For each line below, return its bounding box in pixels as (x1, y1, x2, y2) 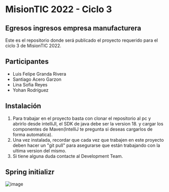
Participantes (5, 57, 49, 66)
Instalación (5, 102, 42, 110)
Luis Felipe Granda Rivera (12, 71, 66, 77)
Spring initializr (5, 168, 55, 176)
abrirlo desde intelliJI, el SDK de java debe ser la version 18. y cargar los (12, 120, 163, 126)
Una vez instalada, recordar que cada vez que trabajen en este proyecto (12, 137, 164, 143)
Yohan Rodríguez (12, 87, 49, 93)
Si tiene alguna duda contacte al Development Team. (12, 153, 123, 159)
